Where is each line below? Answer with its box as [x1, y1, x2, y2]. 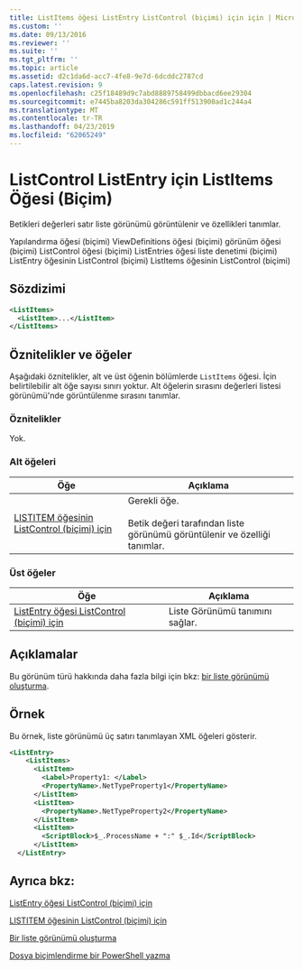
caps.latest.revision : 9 [9, 80, 103, 89]
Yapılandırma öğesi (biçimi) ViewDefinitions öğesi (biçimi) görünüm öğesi [9, 236, 281, 246]
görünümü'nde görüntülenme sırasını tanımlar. [9, 390, 181, 402]
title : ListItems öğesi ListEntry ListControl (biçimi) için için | [9, 13, 272, 23]
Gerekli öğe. [127, 494, 179, 506]
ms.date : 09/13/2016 [9, 30, 87, 39]
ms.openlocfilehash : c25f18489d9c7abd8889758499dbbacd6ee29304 [9, 88, 252, 97]
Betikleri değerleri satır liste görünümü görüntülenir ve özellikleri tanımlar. [9, 218, 281, 229]
